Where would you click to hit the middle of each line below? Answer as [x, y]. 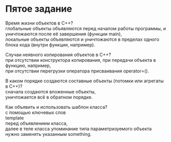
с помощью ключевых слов [36, 112]
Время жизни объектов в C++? [39, 23]
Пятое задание [39, 9]
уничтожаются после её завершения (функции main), [63, 34]
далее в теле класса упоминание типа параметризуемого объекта [79, 129]
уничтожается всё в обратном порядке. [49, 97]
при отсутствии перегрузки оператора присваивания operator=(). [77, 71]
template [15, 117]
